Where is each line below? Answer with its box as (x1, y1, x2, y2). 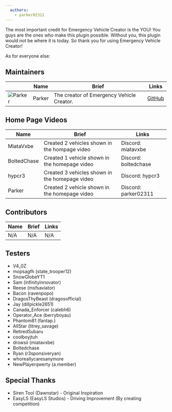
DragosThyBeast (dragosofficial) (12, 295, 82, 301)
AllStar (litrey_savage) (12, 323, 59, 329)
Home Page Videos (5, 115, 68, 124)
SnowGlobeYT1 (12, 274, 45, 280)
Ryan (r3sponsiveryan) (12, 350, 61, 356)
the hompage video (44, 146, 91, 153)
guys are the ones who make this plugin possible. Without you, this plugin (5, 32, 161, 38)
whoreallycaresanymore (12, 355, 64, 362)
